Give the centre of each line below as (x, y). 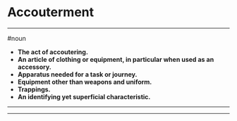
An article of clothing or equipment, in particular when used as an (116, 59)
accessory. (34, 67)
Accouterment (50, 12)
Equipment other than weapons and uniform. (85, 82)
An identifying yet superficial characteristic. (84, 96)
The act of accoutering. (53, 52)
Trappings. (34, 89)
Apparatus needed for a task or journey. (77, 74)
